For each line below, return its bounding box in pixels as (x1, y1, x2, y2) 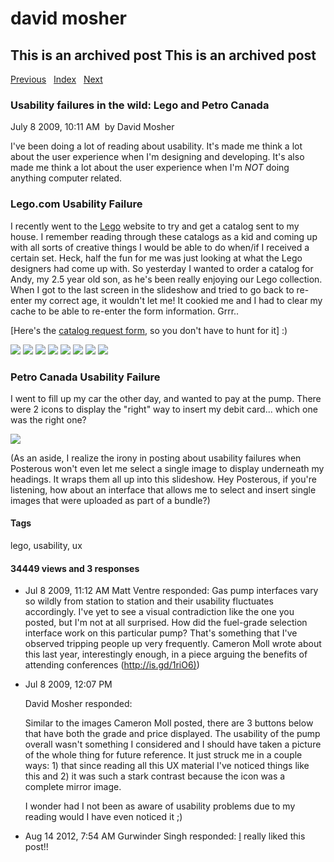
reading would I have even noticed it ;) (24, 811, 183, 823)
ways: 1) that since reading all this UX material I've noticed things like (24, 760, 310, 772)
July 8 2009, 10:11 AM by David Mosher (10, 121, 175, 133)
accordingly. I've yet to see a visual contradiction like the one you (24, 606, 295, 618)
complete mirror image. (24, 781, 122, 793)
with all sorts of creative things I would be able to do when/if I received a (10, 241, 310, 253)
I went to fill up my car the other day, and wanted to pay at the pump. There (10, 392, 322, 404)
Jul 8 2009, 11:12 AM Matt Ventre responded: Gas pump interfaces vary (24, 585, 319, 597)
